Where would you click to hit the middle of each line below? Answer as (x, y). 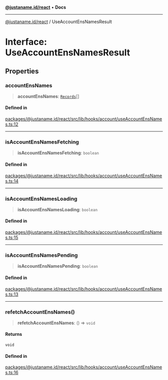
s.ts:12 (12, 124)
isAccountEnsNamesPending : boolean (58, 266)
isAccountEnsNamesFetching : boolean (58, 153)
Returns (14, 334)
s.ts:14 (12, 181)
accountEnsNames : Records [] (48, 96)
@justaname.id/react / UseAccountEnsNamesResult (59, 22)
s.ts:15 (12, 237)
